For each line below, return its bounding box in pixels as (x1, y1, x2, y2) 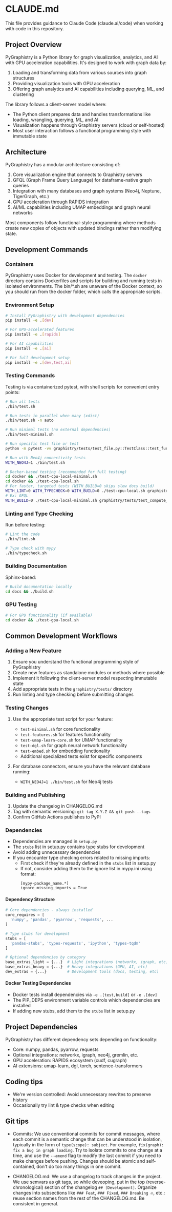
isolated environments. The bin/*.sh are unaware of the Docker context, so (5, 283, 162, 289)
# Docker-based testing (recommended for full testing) (5, 469, 127, 475)
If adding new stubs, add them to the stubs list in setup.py (12, 1008, 135, 1014)
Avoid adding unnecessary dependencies (12, 849, 101, 855)
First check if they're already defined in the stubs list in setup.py (20, 860, 156, 866)
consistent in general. (12, 1200, 59, 1206)
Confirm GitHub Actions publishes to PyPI (12, 814, 101, 820)
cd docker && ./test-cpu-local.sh (5, 479, 79, 484)
